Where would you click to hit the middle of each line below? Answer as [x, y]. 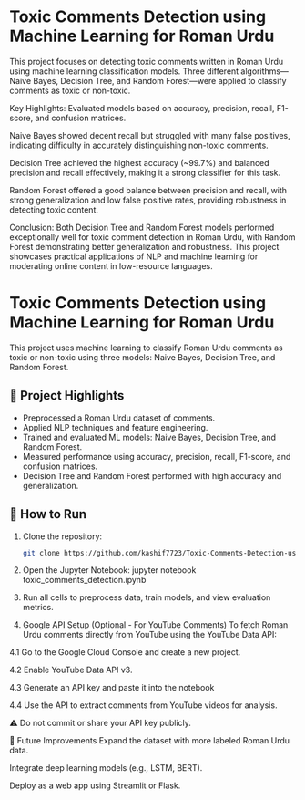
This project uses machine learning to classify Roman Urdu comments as [147, 348]
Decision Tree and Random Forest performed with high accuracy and [152, 475]
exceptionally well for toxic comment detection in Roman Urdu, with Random [152, 237]
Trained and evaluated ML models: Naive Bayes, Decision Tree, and [149, 437]
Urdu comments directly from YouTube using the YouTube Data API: [150, 635]
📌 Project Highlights [67, 395]
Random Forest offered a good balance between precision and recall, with [148, 190]
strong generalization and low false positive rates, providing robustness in [148, 200]
